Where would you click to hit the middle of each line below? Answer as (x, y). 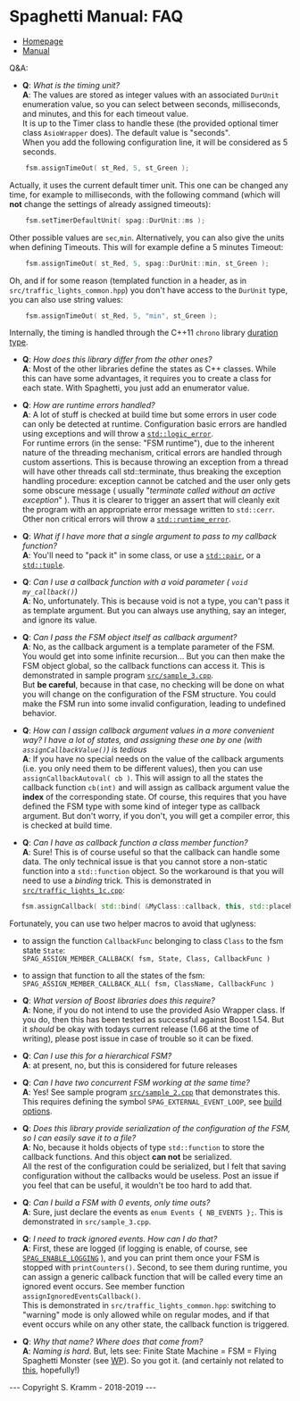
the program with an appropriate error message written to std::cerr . (148, 510)
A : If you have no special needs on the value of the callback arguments (153, 759)
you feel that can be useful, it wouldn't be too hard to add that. (137, 1186)
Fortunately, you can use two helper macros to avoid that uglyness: (133, 924)
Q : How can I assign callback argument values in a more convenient (148, 730)
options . (37, 1111)
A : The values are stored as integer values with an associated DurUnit (150, 95)
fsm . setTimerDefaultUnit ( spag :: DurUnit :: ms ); (115, 221)
